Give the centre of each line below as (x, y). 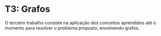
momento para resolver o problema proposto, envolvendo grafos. (72, 28)
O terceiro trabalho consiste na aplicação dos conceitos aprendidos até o (80, 23)
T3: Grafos (28, 9)
